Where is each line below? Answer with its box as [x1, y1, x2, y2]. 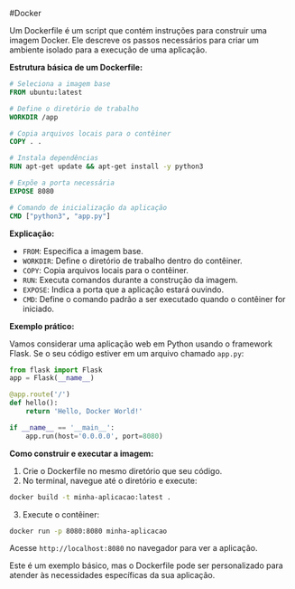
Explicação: [9, 228, 55, 239]
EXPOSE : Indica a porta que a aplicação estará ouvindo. [22, 284, 224, 295]
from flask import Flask [9, 366, 103, 375]
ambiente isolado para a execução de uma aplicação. [9, 44, 207, 55]
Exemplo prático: [9, 320, 75, 331]
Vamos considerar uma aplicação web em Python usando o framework [9, 338, 273, 349]
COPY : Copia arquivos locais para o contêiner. [22, 264, 189, 275]
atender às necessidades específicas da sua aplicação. [9, 570, 216, 581]
